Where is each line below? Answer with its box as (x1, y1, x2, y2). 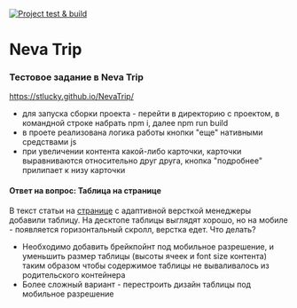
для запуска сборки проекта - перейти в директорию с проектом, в (21, 108, 280, 119)
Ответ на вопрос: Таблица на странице (9, 186, 162, 196)
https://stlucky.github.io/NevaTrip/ (9, 91, 135, 102)
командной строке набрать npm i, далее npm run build (21, 118, 229, 129)
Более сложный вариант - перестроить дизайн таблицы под (21, 279, 251, 289)
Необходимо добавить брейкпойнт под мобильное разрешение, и (21, 241, 275, 252)
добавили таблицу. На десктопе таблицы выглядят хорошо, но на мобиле (9, 214, 288, 225)
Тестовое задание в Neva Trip (9, 71, 145, 83)
